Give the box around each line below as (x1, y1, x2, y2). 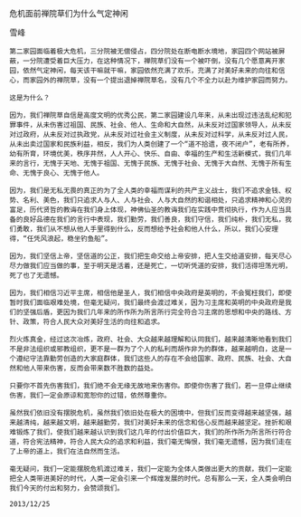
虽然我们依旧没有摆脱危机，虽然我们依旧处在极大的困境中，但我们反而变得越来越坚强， (9, 408, 286, 417)
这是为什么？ (9, 93, 51, 102)
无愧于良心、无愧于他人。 (22, 168, 104, 177)
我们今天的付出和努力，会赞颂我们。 (9, 483, 125, 493)
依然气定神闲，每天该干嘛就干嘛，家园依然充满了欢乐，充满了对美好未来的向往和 (22, 66, 278, 75)
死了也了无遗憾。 (9, 271, 64, 280)
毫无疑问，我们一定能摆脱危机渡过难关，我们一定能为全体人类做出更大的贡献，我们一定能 (9, 464, 292, 474)
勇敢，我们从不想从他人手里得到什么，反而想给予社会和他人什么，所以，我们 (15, 225, 259, 234)
